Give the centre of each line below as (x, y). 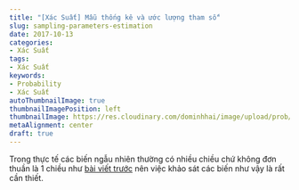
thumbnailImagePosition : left (65, 109)
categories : (31, 42)
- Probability (36, 84)
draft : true (31, 134)
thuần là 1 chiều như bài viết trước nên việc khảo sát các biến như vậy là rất (147, 168)
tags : (19, 59)
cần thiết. (27, 178)
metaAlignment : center (51, 126)
